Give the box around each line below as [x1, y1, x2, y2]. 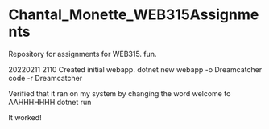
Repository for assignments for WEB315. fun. [8, 49, 157, 58]
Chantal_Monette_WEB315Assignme [8, 6, 259, 24]
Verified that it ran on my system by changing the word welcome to [8, 88, 231, 98]
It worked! [8, 112, 42, 122]
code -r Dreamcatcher [8, 73, 83, 83]
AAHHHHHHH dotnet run [8, 97, 92, 107]
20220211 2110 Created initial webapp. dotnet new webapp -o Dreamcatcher [8, 64, 263, 74]
